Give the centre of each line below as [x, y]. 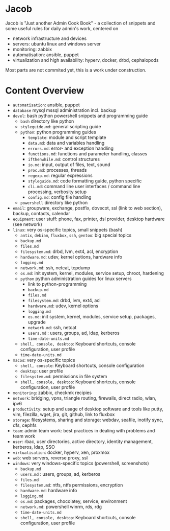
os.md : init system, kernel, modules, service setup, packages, [92, 316]
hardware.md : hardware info [49, 490]
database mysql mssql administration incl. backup [64, 110]
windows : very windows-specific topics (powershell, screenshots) [81, 463]
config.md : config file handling [60, 197]
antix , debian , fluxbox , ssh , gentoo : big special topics [76, 235]
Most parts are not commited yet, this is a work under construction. [76, 70]
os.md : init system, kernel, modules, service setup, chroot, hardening [92, 273]
